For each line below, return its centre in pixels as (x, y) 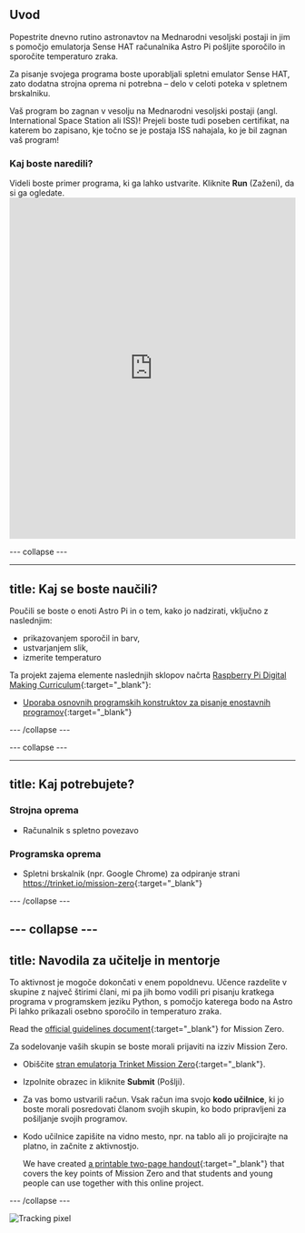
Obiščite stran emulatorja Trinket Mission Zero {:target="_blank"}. (144, 1065)
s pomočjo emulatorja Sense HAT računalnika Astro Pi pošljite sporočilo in (148, 46)
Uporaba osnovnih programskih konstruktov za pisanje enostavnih (146, 702)
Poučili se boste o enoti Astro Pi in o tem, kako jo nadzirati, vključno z (139, 611)
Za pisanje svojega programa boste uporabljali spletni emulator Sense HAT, (150, 74)
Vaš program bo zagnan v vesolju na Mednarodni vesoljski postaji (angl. (144, 111)
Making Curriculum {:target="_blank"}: (80, 684)
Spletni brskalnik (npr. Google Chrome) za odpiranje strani (131, 874)
